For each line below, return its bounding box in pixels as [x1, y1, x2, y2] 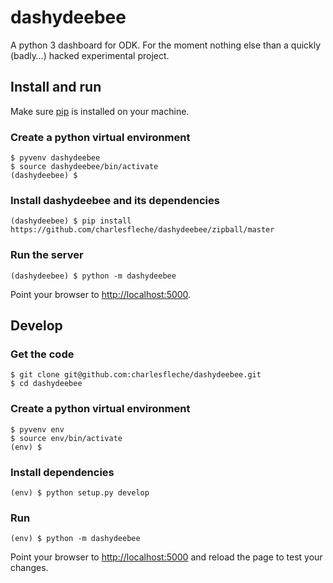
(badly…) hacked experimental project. [10, 49, 170, 61]
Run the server [10, 248, 84, 262]
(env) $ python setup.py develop [10, 487, 150, 498]
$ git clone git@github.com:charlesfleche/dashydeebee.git [10, 370, 262, 380]
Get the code [10, 347, 75, 361]
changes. [10, 562, 49, 574]
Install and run [10, 79, 102, 96]
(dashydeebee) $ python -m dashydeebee [10, 271, 177, 281]
